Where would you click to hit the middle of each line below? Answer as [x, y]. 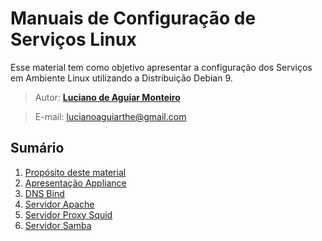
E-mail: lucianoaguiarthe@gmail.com [110, 116]
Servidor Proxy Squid [68, 214]
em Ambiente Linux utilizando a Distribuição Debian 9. [121, 78]
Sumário [37, 148]
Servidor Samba [58, 225]
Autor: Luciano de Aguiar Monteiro [107, 97]
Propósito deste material [75, 172]
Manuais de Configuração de [133, 18]
